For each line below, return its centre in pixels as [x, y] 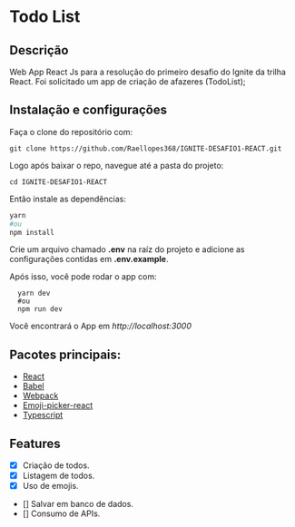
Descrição [39, 50]
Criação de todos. [56, 465]
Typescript [43, 415]
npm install [32, 232]
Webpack [40, 395]
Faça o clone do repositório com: [71, 132]
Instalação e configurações [88, 110]
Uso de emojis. [50, 486]
